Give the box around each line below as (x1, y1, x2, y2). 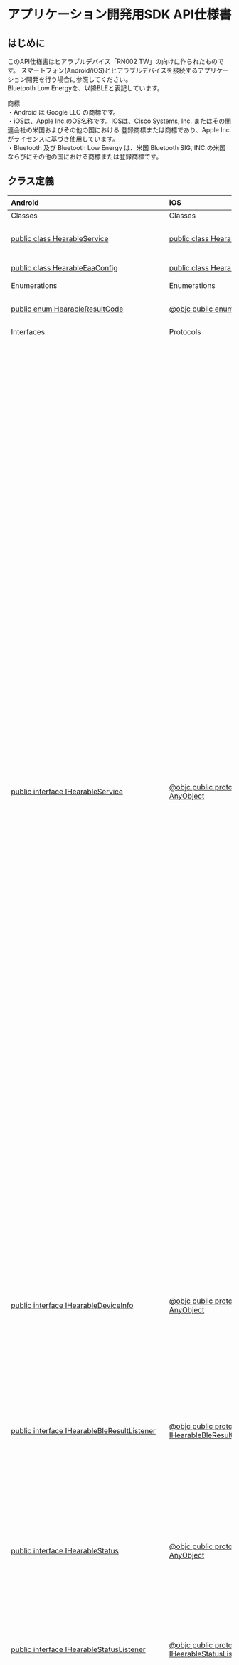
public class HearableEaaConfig (11, 262, 118, 272)
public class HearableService (11, 233, 109, 243)
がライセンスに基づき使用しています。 (7, 134, 119, 143)
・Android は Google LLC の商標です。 (7, 108, 119, 116)
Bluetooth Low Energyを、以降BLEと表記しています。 (7, 84, 164, 92)
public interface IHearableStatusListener (11, 1644, 146, 1654)
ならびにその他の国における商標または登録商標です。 (7, 152, 163, 161)
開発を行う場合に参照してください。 (26, 75, 132, 83)
